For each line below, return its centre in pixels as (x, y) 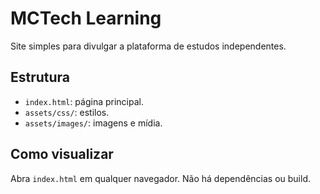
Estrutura (40, 77)
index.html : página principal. (84, 101)
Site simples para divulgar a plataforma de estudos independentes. (148, 46)
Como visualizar (62, 154)
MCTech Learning (86, 18)
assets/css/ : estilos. (67, 112)
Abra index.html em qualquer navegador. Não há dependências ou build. (160, 178)
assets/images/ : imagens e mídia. (93, 123)
